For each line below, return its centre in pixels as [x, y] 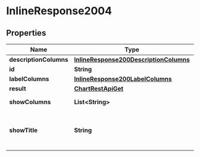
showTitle [24, 130]
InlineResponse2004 [59, 11]
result [18, 89]
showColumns [30, 102]
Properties [26, 33]
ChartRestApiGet [99, 89]
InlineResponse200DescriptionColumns [132, 59]
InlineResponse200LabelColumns [123, 79]
